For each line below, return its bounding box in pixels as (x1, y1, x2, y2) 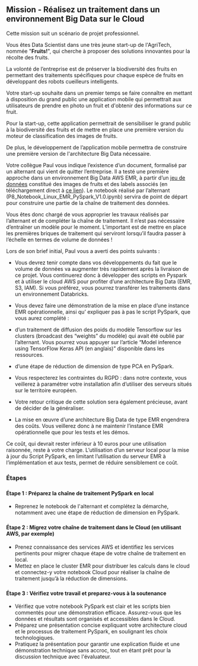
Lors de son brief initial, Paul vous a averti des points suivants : (6, 247, 160, 254)
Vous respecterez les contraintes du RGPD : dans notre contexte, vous (14, 374, 187, 381)
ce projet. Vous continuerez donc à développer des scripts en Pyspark (14, 271, 187, 278)
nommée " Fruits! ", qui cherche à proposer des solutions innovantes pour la (6, 47, 190, 55)
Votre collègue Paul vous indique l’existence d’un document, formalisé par (6, 161, 187, 168)
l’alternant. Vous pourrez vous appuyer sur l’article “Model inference (14, 338, 182, 345)
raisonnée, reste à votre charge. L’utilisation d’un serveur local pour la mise (6, 446, 190, 453)
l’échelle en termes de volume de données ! (6, 236, 113, 243)
